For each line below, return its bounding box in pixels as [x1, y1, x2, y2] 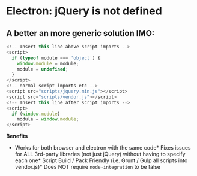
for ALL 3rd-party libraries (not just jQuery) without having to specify [14, 151, 186, 158]
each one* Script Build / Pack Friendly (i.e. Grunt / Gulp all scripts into [14, 157, 188, 164]
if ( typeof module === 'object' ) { [11, 55, 101, 61]
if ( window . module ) [11, 111, 61, 117]
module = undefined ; [17, 66, 68, 72]
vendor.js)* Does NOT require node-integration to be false [14, 163, 161, 171]
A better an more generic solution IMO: [6, 28, 155, 38]
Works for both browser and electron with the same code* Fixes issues [14, 144, 191, 151]
